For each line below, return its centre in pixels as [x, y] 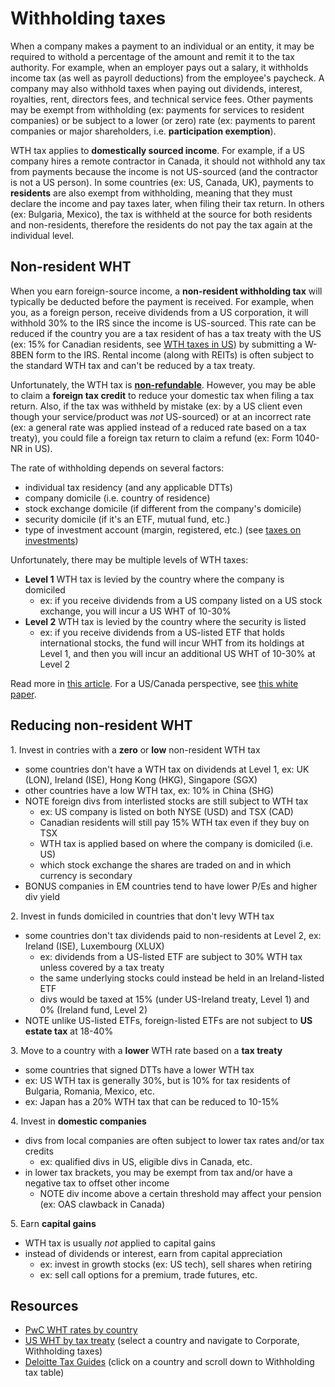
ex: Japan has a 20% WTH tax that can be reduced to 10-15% [152, 1101]
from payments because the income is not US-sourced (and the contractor [164, 171]
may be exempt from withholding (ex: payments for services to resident [157, 109]
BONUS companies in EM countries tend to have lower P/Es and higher [171, 886]
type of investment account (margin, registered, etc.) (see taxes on [163, 529]
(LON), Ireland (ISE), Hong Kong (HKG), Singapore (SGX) [141, 779]
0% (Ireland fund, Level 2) [93, 1009]
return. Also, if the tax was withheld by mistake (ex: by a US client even [156, 406]
